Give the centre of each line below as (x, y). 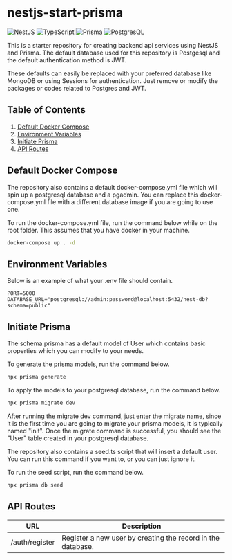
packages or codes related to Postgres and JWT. (77, 88)
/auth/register (33, 542)
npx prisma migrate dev (41, 403)
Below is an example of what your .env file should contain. (90, 281)
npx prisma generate (37, 377)
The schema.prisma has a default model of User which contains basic (106, 343)
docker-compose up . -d (41, 243)
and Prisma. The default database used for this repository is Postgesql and (114, 53)
